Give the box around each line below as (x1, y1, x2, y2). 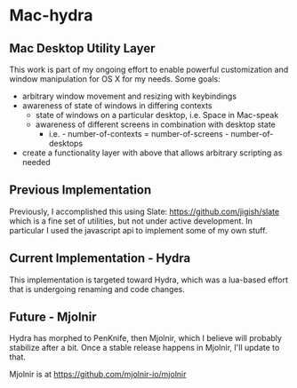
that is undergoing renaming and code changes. (9, 283, 185, 294)
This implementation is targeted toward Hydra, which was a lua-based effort (9, 274, 289, 285)
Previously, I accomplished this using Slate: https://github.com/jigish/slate (9, 206, 280, 217)
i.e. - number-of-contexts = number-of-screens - (48, 129, 229, 139)
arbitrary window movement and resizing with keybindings (21, 91, 237, 101)
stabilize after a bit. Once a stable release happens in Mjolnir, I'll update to (9, 343, 280, 353)
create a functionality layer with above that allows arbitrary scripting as (21, 147, 283, 158)
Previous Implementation (9, 183, 152, 198)
